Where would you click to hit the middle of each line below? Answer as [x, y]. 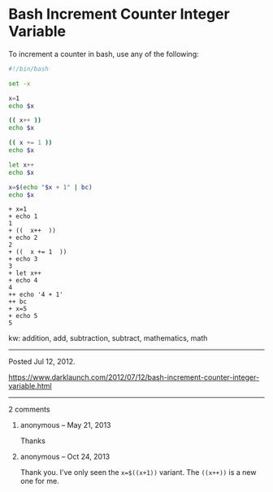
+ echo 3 [23, 259]
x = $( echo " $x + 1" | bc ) [50, 187]
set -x [19, 83]
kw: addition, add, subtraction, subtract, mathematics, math [108, 338]
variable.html [30, 386]
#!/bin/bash [28, 69]
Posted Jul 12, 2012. [42, 362]
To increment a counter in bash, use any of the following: [104, 54]
